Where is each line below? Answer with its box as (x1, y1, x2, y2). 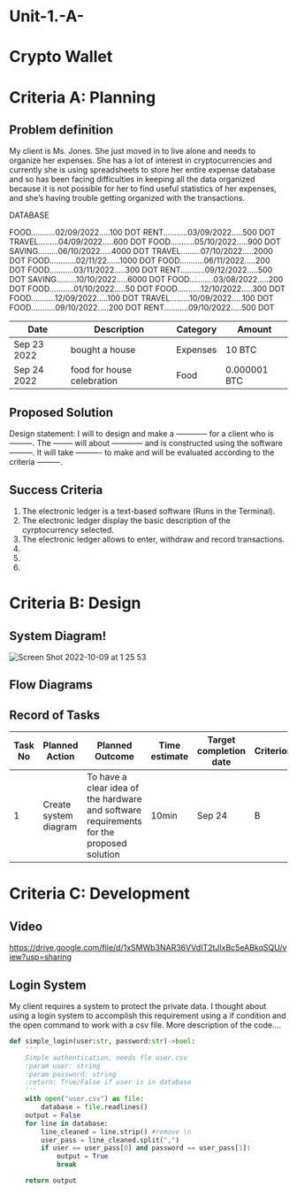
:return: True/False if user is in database (25, 1078, 192, 1087)
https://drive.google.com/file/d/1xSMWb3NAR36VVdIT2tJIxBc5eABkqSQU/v (9, 943, 287, 953)
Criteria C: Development (9, 883, 190, 904)
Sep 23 (13, 338, 44, 350)
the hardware (87, 793, 143, 805)
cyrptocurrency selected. (21, 525, 115, 535)
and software (87, 804, 142, 816)
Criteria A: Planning (9, 87, 156, 107)
